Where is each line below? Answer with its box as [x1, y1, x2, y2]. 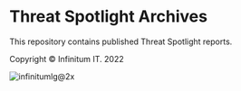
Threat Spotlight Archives [9, 6, 208, 27]
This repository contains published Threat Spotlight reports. [9, 36, 233, 47]
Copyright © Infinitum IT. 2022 [9, 53, 124, 64]
